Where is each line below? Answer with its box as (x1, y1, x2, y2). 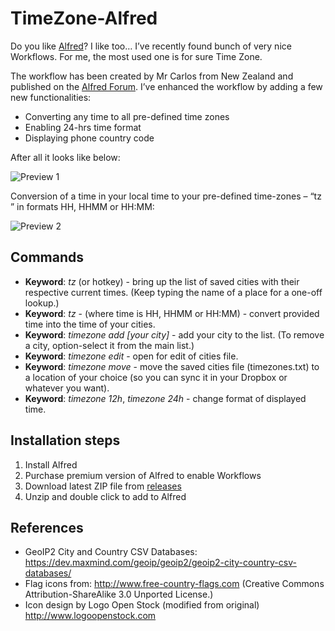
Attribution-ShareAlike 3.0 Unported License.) (24, 588, 214, 601)
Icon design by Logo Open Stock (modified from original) (24, 599, 260, 611)
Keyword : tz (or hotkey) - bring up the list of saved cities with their (24, 275, 300, 287)
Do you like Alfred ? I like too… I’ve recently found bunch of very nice (10, 40, 292, 52)
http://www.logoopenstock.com (24, 610, 157, 622)
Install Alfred (24, 458, 78, 471)
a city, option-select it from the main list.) (24, 339, 195, 351)
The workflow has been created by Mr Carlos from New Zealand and (10, 70, 294, 82)
